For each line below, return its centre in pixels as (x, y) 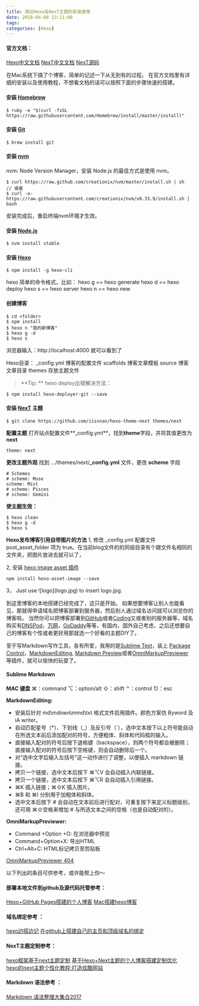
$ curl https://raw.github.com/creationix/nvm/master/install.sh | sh (95, 182)
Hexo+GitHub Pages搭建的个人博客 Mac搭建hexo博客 (72, 902)
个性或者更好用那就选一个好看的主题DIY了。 (86, 633)
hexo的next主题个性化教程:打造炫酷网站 (55, 968)
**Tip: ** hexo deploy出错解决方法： (66, 383)
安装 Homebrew (26, 97)
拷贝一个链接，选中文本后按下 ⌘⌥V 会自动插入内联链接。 (86, 772)
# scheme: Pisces (28, 489)
